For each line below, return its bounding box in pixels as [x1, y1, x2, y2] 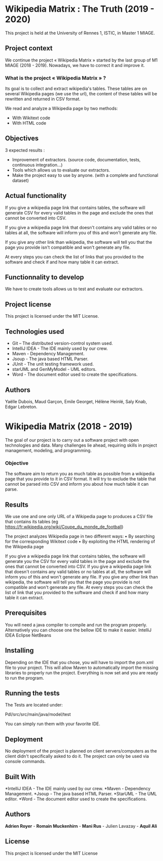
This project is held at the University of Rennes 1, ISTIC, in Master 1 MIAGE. [5, 30, 155, 36]
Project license [5, 300, 52, 308]
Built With [5, 773, 36, 781]
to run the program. [5, 675, 44, 681]
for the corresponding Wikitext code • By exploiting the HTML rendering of [5, 538, 155, 544]
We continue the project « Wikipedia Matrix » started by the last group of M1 [5, 57, 158, 63]
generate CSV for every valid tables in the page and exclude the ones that [5, 210, 153, 215]
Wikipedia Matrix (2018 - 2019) [5, 421, 133, 432]
